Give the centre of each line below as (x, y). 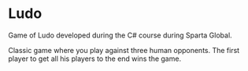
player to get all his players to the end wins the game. (95, 59)
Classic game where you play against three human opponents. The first (124, 50)
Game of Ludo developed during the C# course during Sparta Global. (120, 35)
